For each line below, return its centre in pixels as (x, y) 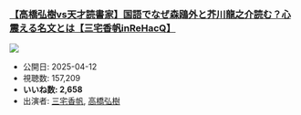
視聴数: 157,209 (52, 78)
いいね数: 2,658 (52, 89)
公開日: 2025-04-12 (60, 67)
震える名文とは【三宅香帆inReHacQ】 (93, 27)
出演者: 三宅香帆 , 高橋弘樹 (71, 101)
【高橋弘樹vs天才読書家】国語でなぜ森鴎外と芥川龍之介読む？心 (150, 14)
